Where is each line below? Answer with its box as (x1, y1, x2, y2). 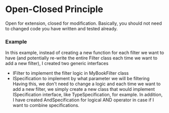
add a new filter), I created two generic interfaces (5, 61, 109, 67)
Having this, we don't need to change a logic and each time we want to (12, 81, 161, 87)
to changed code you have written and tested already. (5, 25, 118, 31)
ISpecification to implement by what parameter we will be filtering (12, 76, 150, 82)
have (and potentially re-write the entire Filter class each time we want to (5, 55, 158, 61)
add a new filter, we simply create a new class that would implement (12, 86, 155, 92)
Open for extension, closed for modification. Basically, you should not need (5, 20, 162, 26)
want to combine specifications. (12, 102, 79, 108)
